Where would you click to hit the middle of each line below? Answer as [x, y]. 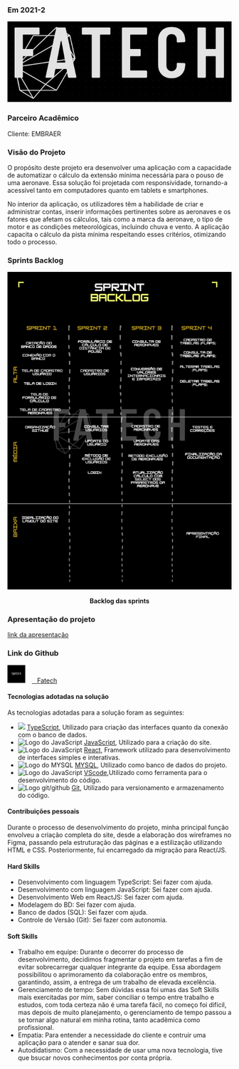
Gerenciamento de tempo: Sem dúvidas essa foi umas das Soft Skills [118, 990]
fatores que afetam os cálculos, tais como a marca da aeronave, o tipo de [115, 219]
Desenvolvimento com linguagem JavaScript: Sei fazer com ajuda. [115, 890]
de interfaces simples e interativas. [69, 757]
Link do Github [33, 653]
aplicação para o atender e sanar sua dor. [79, 1043]
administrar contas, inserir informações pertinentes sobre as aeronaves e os [119, 211]
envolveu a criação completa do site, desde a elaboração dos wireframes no [119, 835]
